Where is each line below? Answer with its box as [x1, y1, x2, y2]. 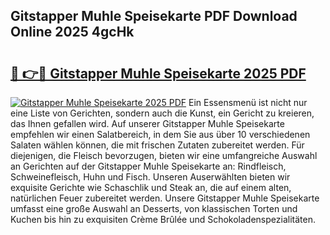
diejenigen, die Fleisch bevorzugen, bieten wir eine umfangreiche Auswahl [10, 150, 318, 161]
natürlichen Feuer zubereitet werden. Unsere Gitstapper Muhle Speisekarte [10, 192, 320, 204]
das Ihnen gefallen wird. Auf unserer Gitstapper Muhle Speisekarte [10, 118, 285, 129]
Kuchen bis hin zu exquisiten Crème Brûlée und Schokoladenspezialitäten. [10, 214, 316, 225]
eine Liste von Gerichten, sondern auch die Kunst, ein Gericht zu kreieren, [10, 107, 315, 119]
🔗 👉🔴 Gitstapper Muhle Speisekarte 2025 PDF [10, 65, 307, 82]
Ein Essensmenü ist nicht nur [188, 97, 308, 108]
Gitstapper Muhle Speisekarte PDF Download [10, 8, 298, 25]
